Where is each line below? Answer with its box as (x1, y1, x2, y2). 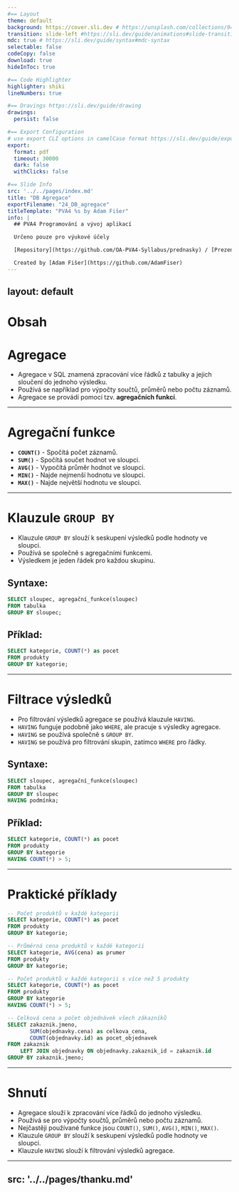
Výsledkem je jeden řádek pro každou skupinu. (17, 556, 156, 565)
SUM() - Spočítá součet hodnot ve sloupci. (17, 456, 141, 464)
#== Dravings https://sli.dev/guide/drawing (7, 103, 142, 110)
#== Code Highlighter (7, 76, 72, 83)
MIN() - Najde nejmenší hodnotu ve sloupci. (17, 471, 146, 479)
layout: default (7, 286, 74, 298)
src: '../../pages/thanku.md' (7, 1173, 134, 1186)
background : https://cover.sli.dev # (7, 23, 119, 31)
